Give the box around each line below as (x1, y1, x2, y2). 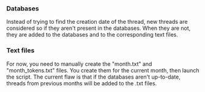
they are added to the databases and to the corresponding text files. (6, 31, 179, 38)
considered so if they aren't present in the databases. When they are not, (6, 24, 191, 32)
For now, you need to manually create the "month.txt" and (6, 60, 152, 68)
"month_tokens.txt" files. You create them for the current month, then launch (6, 66, 199, 74)
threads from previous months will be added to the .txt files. (6, 79, 157, 87)
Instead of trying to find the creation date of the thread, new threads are (6, 18, 188, 26)
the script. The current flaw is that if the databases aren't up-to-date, (6, 73, 181, 80)
